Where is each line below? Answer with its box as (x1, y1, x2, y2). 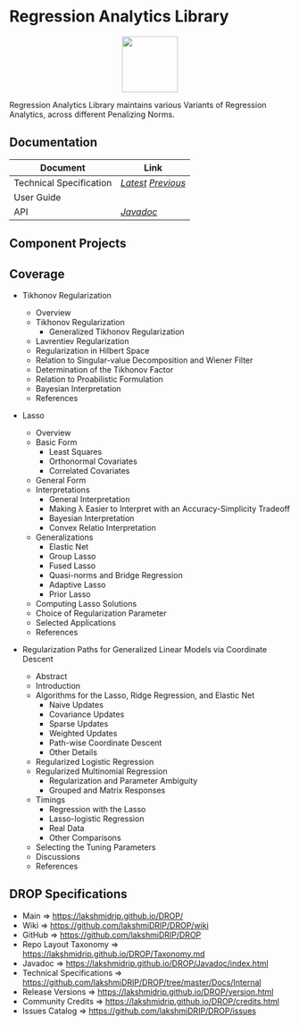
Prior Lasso (48, 588, 91, 600)
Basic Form (35, 436, 78, 448)
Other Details (48, 746, 98, 757)
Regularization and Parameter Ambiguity (48, 775, 198, 786)
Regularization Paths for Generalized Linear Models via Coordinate (21, 643, 268, 654)
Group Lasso (48, 550, 96, 561)
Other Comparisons (48, 832, 122, 843)
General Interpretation (48, 493, 130, 504)
